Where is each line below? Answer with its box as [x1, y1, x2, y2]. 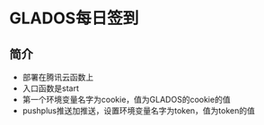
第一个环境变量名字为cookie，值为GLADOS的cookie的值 [22, 95, 231, 104]
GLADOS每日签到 [9, 8, 139, 29]
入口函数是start [22, 83, 79, 94]
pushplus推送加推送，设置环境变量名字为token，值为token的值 [22, 105, 256, 116]
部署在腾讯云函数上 [22, 72, 94, 82]
